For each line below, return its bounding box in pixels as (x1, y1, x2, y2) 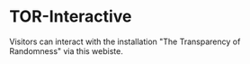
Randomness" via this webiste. (9, 45, 123, 56)
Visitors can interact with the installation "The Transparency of (9, 36, 241, 47)
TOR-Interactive (9, 6, 132, 27)
